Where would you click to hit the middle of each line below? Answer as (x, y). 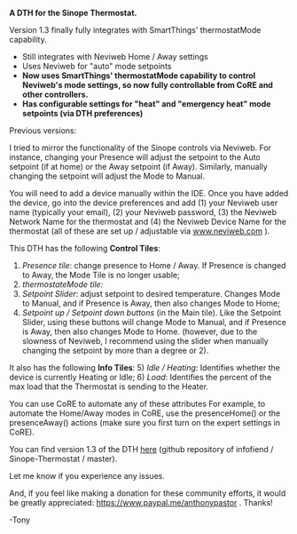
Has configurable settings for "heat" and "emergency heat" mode (146, 104)
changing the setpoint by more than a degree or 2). (115, 351)
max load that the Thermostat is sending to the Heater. (109, 387)
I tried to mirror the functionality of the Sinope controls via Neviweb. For (141, 147)
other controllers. (55, 94)
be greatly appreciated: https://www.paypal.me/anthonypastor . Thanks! (141, 502)
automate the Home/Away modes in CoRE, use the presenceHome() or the (145, 413)
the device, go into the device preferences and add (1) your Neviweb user (144, 203)
